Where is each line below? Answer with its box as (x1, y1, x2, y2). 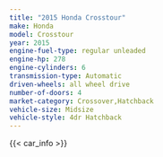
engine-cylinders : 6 (9, 64, 87, 73)
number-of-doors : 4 (9, 88, 82, 97)
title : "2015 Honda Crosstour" (9, 13, 126, 22)
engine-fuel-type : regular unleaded (9, 47, 146, 56)
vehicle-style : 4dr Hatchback (9, 113, 123, 122)
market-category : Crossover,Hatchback (9, 96, 154, 106)
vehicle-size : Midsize (9, 105, 94, 114)
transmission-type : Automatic (9, 72, 123, 81)
